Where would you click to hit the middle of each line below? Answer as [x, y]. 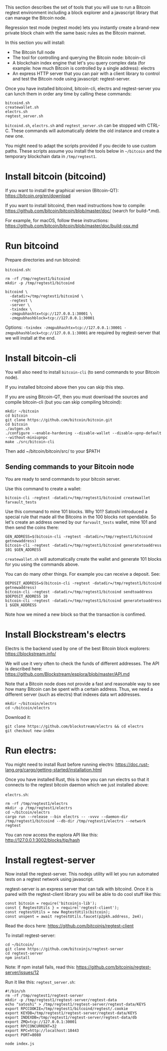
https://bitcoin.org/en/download [38, 196]
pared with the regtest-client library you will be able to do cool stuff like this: [83, 894]
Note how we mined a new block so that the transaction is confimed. [76, 614]
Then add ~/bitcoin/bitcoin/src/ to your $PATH [53, 451]
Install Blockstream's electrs [66, 634]
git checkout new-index [30, 731]
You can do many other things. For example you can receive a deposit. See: [83, 574]
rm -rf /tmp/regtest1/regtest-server [44, 996]
